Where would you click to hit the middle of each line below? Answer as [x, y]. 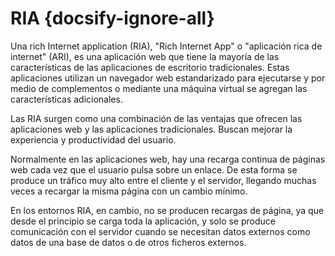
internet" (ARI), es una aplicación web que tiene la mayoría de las [145, 56]
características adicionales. [66, 99]
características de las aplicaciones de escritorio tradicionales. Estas [150, 67]
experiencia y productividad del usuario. [93, 139]
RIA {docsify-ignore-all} [112, 18]
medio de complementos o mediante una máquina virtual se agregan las [159, 88]
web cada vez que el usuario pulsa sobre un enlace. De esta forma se [154, 169]
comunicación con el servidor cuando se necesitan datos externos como [160, 231]
